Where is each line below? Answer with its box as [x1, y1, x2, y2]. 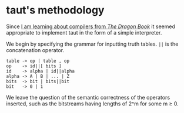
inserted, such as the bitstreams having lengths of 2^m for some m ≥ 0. [6, 100, 179, 107]
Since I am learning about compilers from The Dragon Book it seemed [6, 23, 175, 30]
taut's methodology [6, 4, 105, 17]
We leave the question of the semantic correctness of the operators [6, 94, 170, 101]
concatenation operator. [6, 46, 65, 53]
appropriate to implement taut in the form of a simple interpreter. [6, 29, 162, 36]
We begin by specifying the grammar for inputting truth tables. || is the [6, 40, 179, 47]
